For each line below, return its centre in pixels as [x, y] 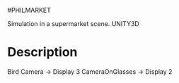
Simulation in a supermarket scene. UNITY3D [73, 24]
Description [42, 52]
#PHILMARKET [29, 10]
